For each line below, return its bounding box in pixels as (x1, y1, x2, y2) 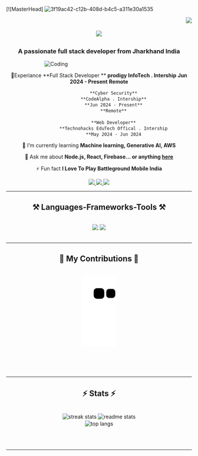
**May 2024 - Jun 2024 (85, 131, 141, 138)
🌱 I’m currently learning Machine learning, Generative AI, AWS (22, 142, 176, 149)
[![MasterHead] (6, 6, 44, 12)
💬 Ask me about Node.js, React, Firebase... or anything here (24, 153, 174, 160)
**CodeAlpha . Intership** (80, 96, 147, 103)
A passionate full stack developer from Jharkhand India (18, 47, 180, 55)
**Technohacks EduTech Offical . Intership (59, 125, 168, 132)
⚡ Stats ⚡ (82, 388, 116, 398)
